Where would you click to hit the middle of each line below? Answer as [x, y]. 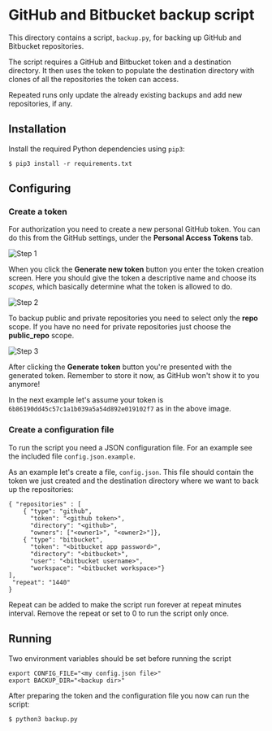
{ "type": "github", [58, 511]
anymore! [24, 385]
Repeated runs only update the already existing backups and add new [125, 94]
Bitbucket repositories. [46, 46]
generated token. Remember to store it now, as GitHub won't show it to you [134, 376]
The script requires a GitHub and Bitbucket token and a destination [120, 62]
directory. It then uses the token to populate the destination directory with [132, 70]
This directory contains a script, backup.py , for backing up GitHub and [125, 37]
